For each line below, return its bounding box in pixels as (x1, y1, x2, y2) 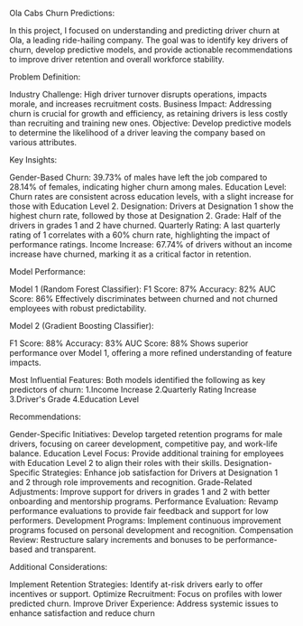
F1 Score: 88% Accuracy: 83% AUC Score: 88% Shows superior (9, 338, 249, 349)
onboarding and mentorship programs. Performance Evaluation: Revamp (9, 496, 279, 507)
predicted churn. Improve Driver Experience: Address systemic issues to (9, 598, 279, 609)
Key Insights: (9, 154, 58, 165)
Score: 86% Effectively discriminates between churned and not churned (9, 294, 278, 304)
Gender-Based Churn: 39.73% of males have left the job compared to (9, 172, 268, 182)
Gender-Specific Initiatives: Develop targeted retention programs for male (9, 429, 283, 439)
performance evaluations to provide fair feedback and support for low (9, 506, 269, 516)
